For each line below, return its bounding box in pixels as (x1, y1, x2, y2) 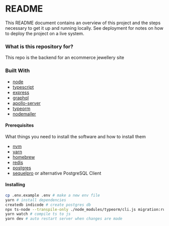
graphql (12, 94, 29, 101)
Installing (5, 182, 25, 188)
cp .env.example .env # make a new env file (5, 193, 100, 198)
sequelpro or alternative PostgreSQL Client (12, 170, 102, 176)
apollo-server (12, 100, 41, 106)
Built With (5, 67, 30, 74)
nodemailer (12, 110, 36, 117)
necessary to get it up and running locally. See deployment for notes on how (5, 25, 163, 31)
